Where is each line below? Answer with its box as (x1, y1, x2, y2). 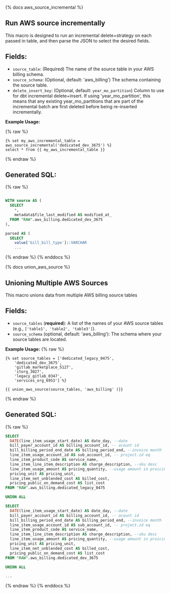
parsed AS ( (5, 231, 30, 236)
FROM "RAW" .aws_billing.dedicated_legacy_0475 (5, 485, 105, 490)
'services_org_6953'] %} (14, 378, 67, 383)
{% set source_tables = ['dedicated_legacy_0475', (5, 356, 114, 361)
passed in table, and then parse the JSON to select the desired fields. (5, 37, 150, 44)
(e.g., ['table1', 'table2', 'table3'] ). (12, 325, 96, 331)
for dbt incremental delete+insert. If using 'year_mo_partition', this (12, 93, 151, 99)
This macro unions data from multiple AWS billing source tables (5, 292, 138, 298)
